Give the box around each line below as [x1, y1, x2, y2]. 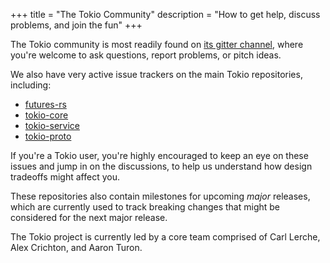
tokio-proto [24, 130, 72, 142]
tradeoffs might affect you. [10, 171, 120, 183]
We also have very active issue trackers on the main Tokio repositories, [10, 69, 303, 80]
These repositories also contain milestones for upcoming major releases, [10, 190, 311, 202]
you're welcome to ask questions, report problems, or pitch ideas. [10, 49, 282, 61]
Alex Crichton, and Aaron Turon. [10, 242, 143, 253]
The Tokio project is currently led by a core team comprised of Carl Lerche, [10, 231, 321, 243]
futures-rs [24, 99, 67, 110]
